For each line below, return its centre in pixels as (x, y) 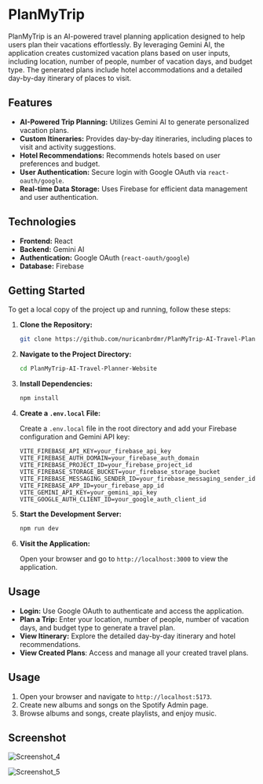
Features (30, 103)
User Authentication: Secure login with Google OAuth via (113, 172)
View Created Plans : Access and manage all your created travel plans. (134, 653)
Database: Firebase (52, 266)
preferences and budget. (60, 164)
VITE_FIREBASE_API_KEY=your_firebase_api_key (95, 451)
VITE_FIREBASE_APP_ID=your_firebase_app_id (92, 486)
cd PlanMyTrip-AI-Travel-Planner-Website (88, 369)
